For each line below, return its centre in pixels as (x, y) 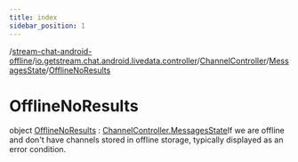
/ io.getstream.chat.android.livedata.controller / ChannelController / (151, 61)
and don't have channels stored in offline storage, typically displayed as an (146, 140)
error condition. (38, 150)
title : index (33, 17)
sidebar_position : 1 (48, 26)
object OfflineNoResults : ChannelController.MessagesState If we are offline (147, 131)
